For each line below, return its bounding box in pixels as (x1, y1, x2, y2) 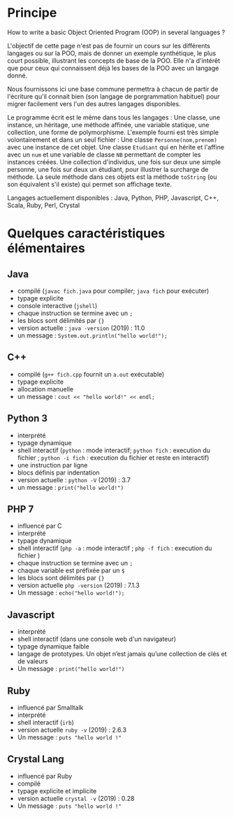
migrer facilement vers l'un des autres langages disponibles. (7, 99, 181, 108)
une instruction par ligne (17, 461, 88, 469)
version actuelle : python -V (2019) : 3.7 (17, 475, 131, 484)
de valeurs (17, 657, 48, 665)
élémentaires (7, 240, 85, 256)
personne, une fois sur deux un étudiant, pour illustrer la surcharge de (7, 165, 209, 173)
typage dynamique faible (17, 642, 89, 651)
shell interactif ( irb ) (17, 718, 75, 726)
